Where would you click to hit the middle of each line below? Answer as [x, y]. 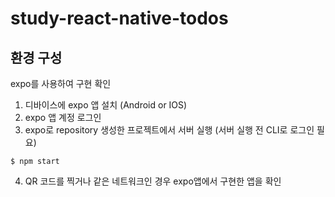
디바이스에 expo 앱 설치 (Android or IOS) [106, 105]
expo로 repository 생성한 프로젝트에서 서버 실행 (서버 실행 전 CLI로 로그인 [169, 130]
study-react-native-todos [119, 18]
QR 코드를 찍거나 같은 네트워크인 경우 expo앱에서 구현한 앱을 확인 [153, 181]
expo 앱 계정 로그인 [63, 117]
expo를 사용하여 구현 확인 [61, 83]
